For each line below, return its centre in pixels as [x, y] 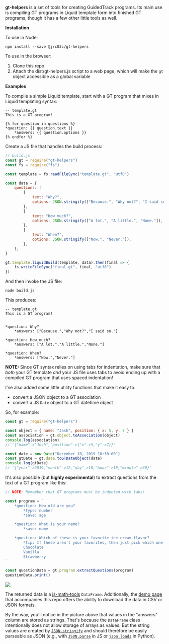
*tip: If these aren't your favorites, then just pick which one [93, 543]
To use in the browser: [28, 56]
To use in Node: [22, 38]
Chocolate [33, 547]
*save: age [35, 515]
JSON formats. [21, 605]
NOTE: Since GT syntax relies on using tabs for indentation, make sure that [83, 367]
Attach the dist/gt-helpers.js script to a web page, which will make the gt [88, 71]
